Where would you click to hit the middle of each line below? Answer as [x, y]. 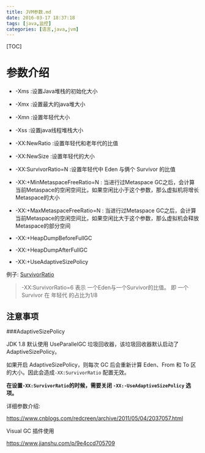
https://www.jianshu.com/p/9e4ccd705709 [61, 443]
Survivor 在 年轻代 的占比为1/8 [59, 295]
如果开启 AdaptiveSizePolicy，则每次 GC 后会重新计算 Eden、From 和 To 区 [101, 365]
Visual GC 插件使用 [30, 431]
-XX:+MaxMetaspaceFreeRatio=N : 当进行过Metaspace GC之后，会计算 [106, 211]
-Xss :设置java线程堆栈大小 [49, 130]
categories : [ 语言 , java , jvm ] [43, 29]
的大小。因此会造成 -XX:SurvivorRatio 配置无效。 [68, 372]
